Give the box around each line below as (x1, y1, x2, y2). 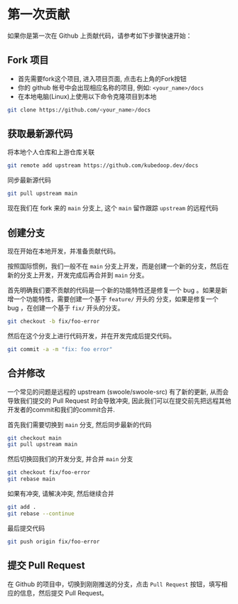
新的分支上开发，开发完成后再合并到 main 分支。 (7, 271, 148, 279)
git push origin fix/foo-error (7, 538, 100, 545)
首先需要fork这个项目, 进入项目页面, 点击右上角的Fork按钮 (17, 74, 187, 82)
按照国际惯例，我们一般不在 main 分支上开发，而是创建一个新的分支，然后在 (7, 262, 229, 270)
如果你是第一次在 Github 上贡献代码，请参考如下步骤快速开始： (7, 31, 193, 40)
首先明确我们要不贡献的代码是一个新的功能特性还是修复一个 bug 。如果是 (7, 286, 222, 294)
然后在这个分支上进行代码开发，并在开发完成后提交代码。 (7, 331, 175, 340)
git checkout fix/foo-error (7, 469, 91, 476)
